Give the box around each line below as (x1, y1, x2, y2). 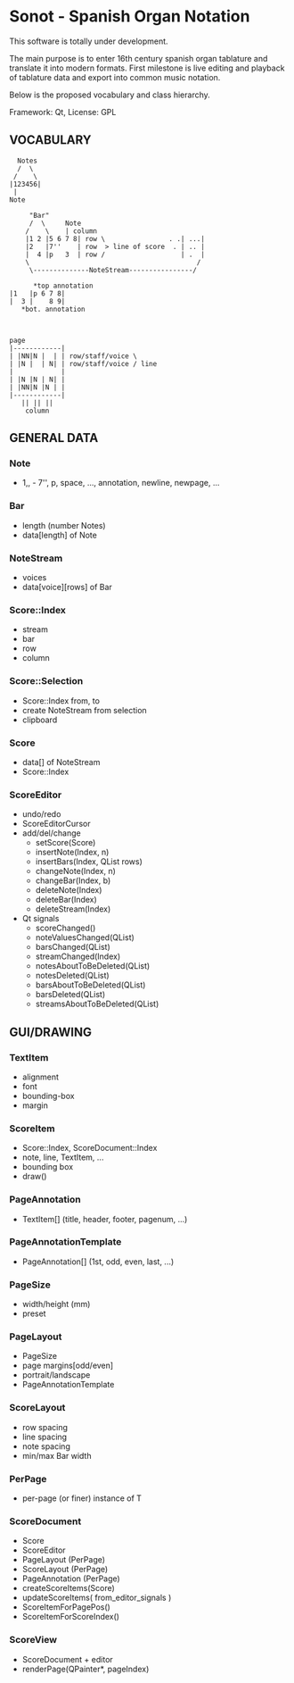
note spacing (21, 1440, 71, 1452)
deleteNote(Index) (35, 885, 102, 896)
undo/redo (21, 809, 61, 820)
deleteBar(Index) (35, 895, 98, 905)
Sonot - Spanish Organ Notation (9, 6, 250, 27)
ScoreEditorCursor (21, 819, 91, 829)
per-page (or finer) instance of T (21, 1493, 143, 1504)
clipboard (21, 714, 58, 725)
